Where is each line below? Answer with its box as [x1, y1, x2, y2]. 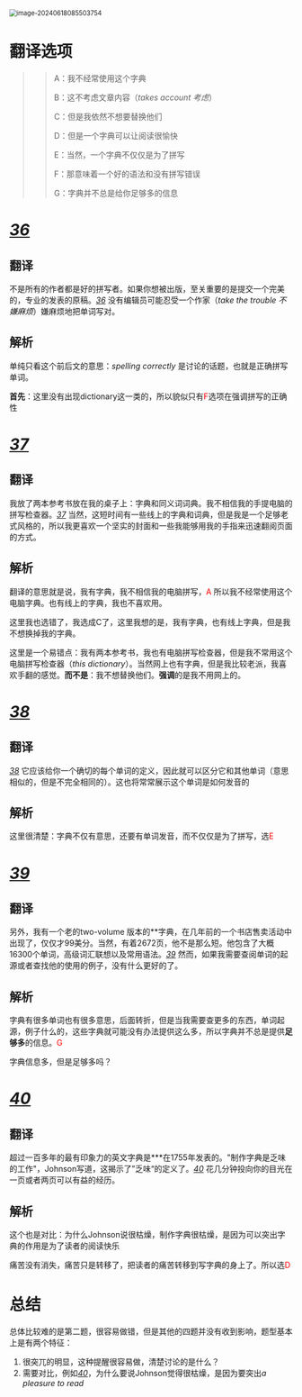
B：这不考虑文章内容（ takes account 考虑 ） [53, 92, 218, 103]
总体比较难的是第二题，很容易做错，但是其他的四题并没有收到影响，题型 [9, 1326, 277, 1337]
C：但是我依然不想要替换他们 [53, 111, 163, 122]
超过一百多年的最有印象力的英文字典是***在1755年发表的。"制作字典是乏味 [9, 1152, 286, 1163]
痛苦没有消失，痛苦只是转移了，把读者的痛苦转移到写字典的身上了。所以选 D [9, 1260, 291, 1270]
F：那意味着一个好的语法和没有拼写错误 [53, 168, 200, 179]
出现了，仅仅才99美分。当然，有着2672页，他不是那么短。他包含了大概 [9, 938, 275, 948]
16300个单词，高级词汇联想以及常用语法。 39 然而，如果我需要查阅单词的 [9, 949, 280, 960]
